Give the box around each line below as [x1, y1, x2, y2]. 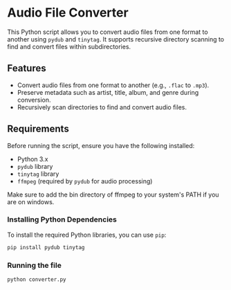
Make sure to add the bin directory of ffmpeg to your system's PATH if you [7, 190, 219, 199]
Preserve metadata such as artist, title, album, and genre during [17, 88, 199, 96]
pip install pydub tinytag [7, 244, 85, 251]
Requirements [7, 123, 69, 135]
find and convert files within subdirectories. [7, 42, 131, 51]
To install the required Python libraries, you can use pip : [7, 230, 167, 239]
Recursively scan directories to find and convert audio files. [17, 102, 187, 111]
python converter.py [7, 276, 67, 283]
